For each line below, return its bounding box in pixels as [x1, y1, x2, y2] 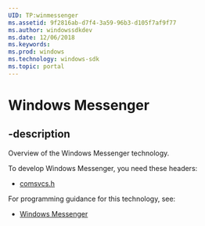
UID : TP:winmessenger [8, 11, 79, 20]
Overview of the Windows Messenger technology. [8, 148, 170, 158]
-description [8, 127, 70, 141]
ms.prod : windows [8, 48, 65, 56]
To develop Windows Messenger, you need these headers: [8, 163, 198, 173]
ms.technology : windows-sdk [8, 56, 100, 64]
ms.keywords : [8, 41, 51, 49]
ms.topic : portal [8, 63, 65, 71]
